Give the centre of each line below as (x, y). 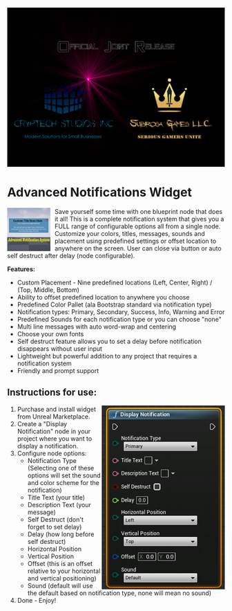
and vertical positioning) (62, 578)
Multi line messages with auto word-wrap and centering (97, 327)
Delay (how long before (61, 534)
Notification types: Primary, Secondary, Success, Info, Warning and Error (121, 311)
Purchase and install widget (57, 409)
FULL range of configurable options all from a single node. (138, 226)
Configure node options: (52, 453)
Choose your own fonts (50, 334)
